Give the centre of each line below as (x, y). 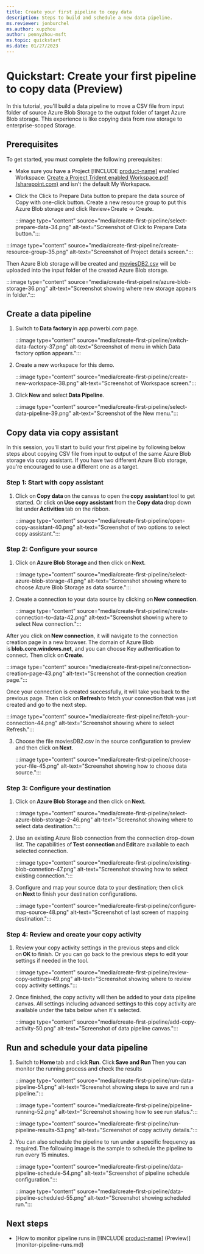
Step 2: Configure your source (52, 549)
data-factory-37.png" (42, 347)
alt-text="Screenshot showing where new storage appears (123, 288)
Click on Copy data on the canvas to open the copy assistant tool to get (105, 496)
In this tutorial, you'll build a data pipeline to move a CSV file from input (95, 106)
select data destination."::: (48, 826)
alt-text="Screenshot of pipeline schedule (137, 1173)
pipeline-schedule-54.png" (49, 1173)
